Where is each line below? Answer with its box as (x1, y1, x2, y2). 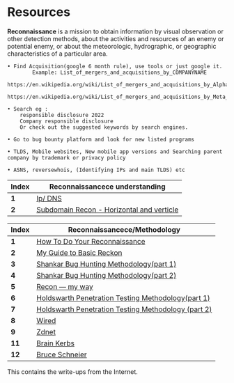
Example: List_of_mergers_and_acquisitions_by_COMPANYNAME (32, 69, 208, 76)
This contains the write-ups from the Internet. (7, 367, 138, 376)
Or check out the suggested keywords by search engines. (19, 123, 189, 131)
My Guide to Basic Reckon (36, 248, 123, 258)
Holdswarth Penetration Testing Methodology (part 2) (36, 304, 212, 314)
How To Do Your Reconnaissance (36, 236, 146, 246)
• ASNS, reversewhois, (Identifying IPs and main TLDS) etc (7, 166, 186, 173)
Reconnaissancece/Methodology (68, 224, 181, 234)
